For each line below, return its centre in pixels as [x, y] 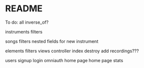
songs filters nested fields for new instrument [52, 41]
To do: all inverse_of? [27, 22]
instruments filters [24, 32]
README [24, 9]
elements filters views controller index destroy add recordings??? [72, 51]
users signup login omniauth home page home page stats [64, 60]
